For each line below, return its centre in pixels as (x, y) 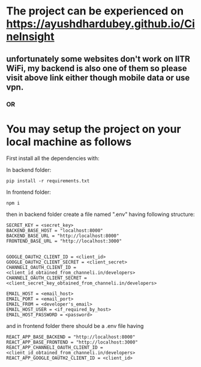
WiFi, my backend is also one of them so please (97, 68)
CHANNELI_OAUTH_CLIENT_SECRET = (46, 278)
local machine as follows (69, 142)
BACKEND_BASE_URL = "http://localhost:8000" (63, 236)
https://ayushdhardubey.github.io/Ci (100, 24)
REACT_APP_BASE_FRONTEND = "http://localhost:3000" (72, 342)
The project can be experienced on (95, 11)
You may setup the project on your (94, 129)
